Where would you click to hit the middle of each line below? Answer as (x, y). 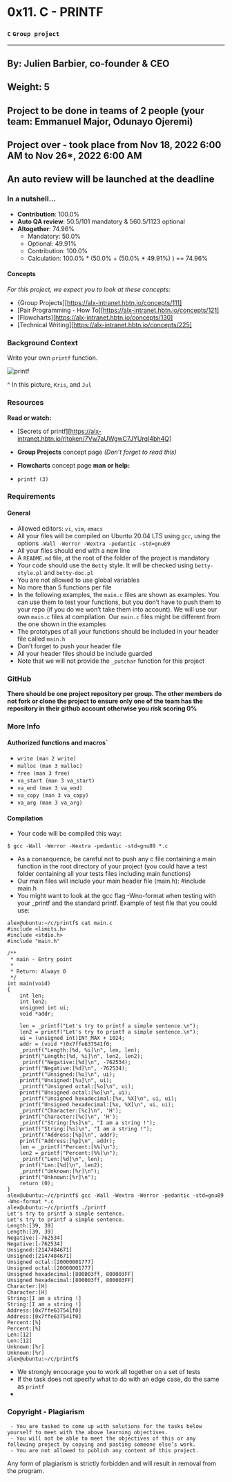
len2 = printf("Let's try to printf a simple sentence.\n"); (109, 1032)
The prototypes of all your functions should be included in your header (118, 631)
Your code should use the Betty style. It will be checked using (105, 565)
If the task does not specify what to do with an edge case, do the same (118, 1379)
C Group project (33, 34)
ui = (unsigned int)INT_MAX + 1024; (72, 1039)
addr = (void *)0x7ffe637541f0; (66, 1044)
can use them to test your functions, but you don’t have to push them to (119, 602)
